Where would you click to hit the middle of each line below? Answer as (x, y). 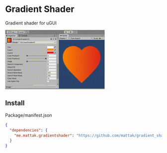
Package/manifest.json (29, 115)
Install (15, 103)
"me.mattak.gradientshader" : (44, 136)
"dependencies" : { (29, 130)
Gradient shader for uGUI (31, 23)
